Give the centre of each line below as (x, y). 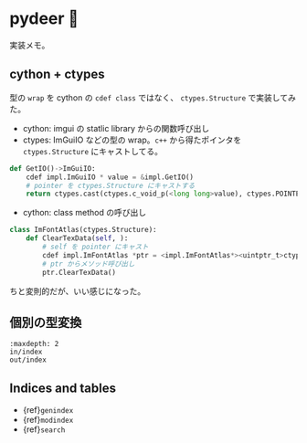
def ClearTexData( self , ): (77, 238)
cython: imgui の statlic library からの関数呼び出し (116, 128)
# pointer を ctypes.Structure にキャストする (111, 185)
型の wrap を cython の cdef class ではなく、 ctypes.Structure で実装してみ (153, 97)
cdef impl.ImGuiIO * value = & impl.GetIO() (110, 177)
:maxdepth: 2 (34, 344)
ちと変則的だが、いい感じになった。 (78, 290)
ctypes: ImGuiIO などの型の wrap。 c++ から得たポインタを (132, 140)
